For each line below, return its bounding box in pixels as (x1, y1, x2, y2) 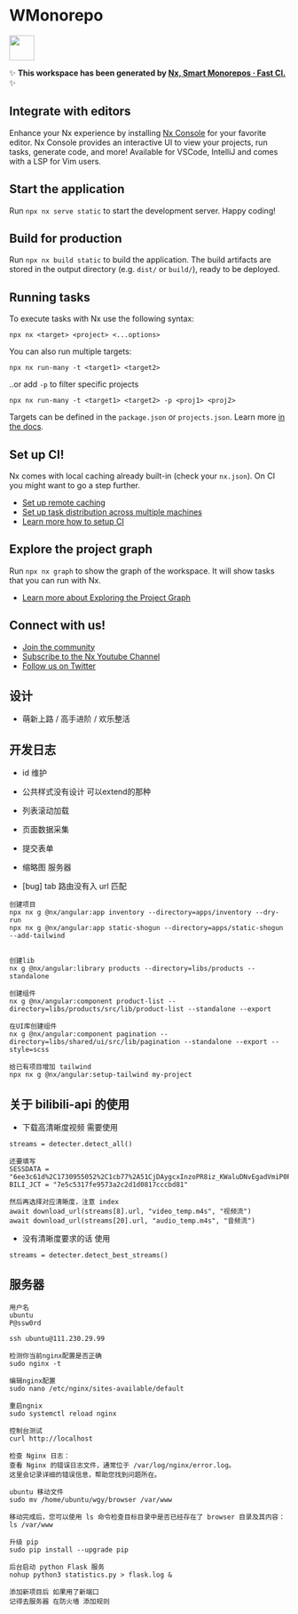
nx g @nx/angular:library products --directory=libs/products (9, 964, 244, 974)
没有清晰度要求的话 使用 (21, 1233, 111, 1244)
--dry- (255, 908, 279, 917)
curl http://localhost (9, 1433, 93, 1443)
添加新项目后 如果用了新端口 (9, 1587, 99, 1596)
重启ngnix (9, 1401, 43, 1410)
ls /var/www (9, 1520, 53, 1530)
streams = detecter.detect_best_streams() (9, 1251, 169, 1260)
